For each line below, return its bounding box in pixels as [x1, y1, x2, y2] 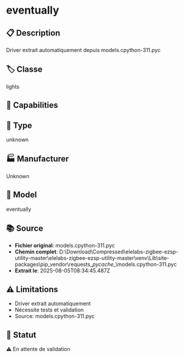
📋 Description [6, 28, 60, 38]
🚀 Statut [6, 330, 37, 340]
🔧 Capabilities [6, 100, 59, 110]
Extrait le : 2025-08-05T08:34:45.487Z [14, 267, 111, 274]
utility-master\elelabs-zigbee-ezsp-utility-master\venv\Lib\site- [14, 255, 170, 262]
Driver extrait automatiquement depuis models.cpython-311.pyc [6, 47, 161, 53]
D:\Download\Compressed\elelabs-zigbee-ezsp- [59, 248, 179, 255]
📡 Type [6, 120, 33, 130]
